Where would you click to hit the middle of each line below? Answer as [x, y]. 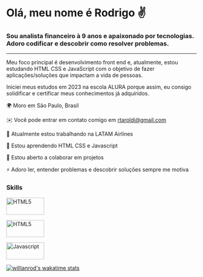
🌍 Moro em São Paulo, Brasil [43, 105]
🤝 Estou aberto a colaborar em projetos [55, 158]
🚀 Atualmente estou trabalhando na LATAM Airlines [70, 134]
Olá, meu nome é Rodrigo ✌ [76, 13]
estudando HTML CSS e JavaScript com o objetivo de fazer [81, 69]
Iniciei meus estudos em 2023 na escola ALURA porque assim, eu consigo [99, 87]
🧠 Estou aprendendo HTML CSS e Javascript [62, 146]
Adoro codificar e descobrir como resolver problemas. [88, 44]
